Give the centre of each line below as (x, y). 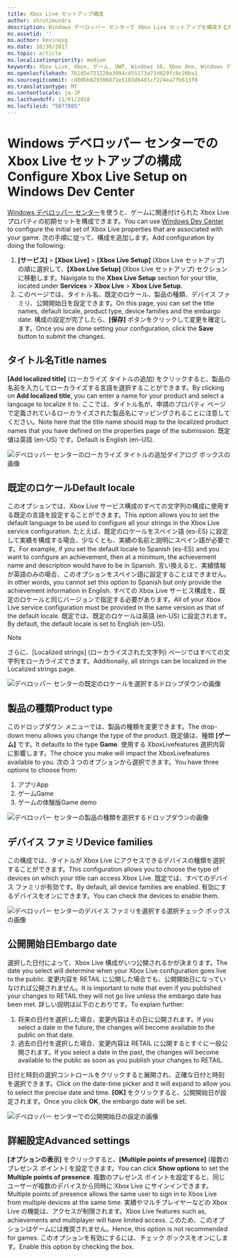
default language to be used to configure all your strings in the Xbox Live (114, 523)
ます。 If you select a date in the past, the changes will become (128, 1052)
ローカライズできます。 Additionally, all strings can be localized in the (126, 661)
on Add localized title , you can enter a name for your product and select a (116, 395)
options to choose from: (42, 770)
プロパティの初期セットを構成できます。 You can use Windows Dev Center (116, 221)
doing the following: (36, 245)
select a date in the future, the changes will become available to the (116, 1027)
